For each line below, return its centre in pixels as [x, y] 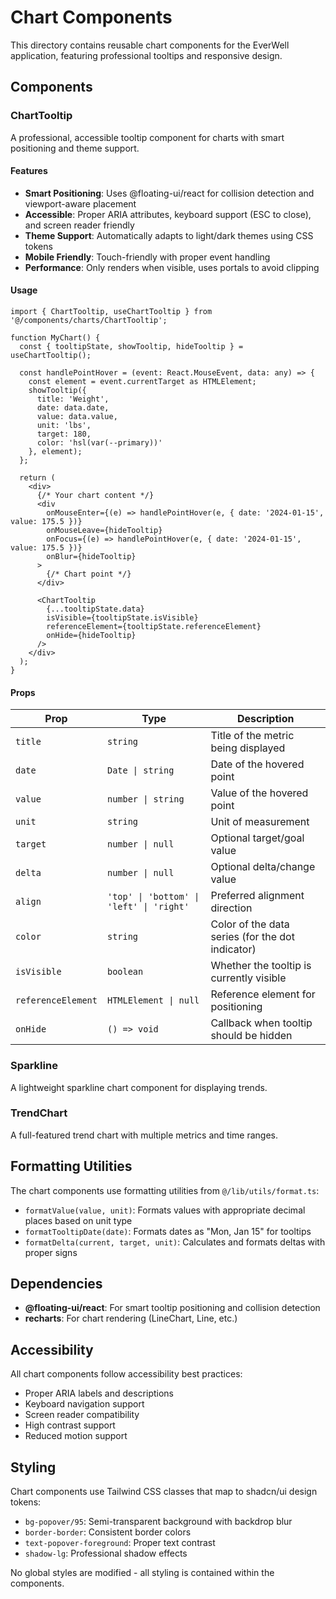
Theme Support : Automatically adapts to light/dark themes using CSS [169, 235]
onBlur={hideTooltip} [91, 557]
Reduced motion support [76, 1436]
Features [29, 171]
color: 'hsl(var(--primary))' [99, 443]
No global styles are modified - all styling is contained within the [142, 1573]
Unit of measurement [260, 822]
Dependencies [56, 1284]
